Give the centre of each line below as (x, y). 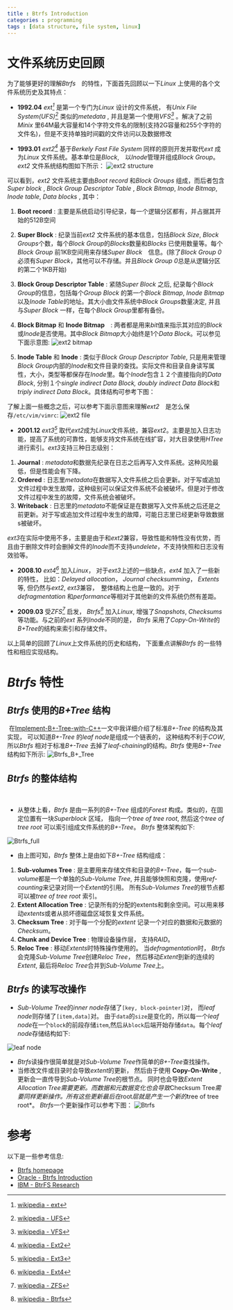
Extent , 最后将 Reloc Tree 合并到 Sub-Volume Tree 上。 (92, 966)
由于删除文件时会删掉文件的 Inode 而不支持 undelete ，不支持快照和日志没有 (119, 546)
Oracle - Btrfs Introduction (55, 1177)
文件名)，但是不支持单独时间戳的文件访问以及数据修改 (94, 133)
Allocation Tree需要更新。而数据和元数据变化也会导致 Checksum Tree (116, 1087)
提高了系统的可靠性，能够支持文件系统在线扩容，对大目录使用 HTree (126, 439)
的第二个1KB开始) (42, 270)
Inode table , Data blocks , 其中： (54, 197)
